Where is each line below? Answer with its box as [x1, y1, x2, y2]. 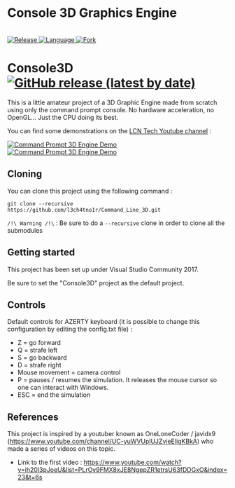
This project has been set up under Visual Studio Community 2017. [7, 265, 199, 273]
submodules [7, 226, 43, 234]
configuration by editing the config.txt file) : [7, 325, 133, 334]
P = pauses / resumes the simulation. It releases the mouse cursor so [17, 376, 218, 384]
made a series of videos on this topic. [7, 445, 115, 453]
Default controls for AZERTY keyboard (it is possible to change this [7, 318, 201, 326]
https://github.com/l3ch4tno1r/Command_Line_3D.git [7, 206, 161, 213]
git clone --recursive [7, 200, 73, 208]
